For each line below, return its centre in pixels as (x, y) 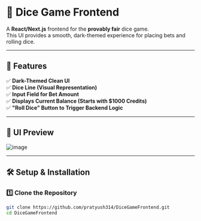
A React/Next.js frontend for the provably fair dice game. (78, 29)
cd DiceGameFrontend (32, 213)
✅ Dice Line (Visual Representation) (52, 87)
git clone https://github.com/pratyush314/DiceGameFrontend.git (88, 207)
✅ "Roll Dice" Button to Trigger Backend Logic (65, 107)
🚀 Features (27, 66)
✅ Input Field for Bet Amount (43, 94)
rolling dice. (21, 41)
